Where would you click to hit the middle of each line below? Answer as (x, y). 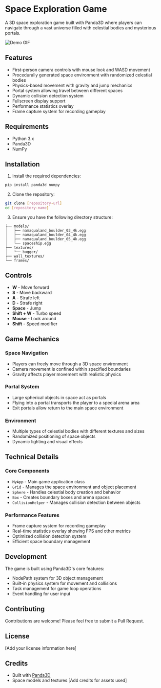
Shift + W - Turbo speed (37, 313)
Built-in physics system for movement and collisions (64, 583)
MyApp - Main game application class (49, 481)
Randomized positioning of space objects (54, 436)
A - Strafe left (26, 298)
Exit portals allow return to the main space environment (68, 408)
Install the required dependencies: (47, 176)
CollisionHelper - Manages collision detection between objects (76, 502)
